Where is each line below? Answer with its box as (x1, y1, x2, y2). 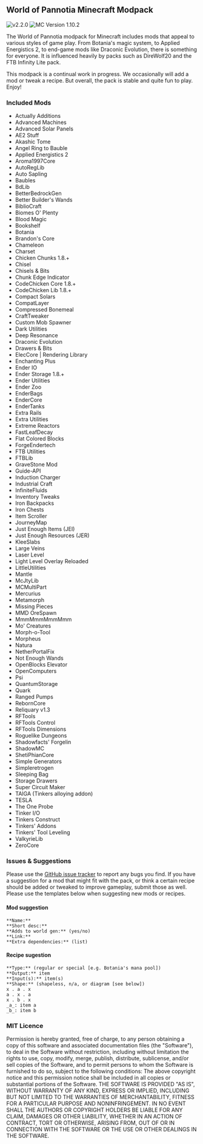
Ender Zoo (15, 383, 42, 391)
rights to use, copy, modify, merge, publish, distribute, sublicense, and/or (6, 1055, 189, 1062)
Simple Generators (15, 758, 62, 765)
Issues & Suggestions (6, 857, 72, 865)
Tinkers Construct (15, 816, 61, 823)
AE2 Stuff (15, 132, 39, 139)
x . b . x (6, 996, 32, 1003)
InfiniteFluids (15, 487, 47, 494)
